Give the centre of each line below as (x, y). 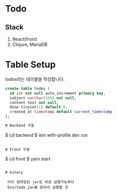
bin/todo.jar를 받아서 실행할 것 (38, 187)
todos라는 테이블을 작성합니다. (35, 79)
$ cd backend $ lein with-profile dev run (47, 135)
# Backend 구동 (20, 125)
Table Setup (30, 65)
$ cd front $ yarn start (28, 158)
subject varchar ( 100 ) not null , (43, 98)
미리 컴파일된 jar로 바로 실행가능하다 (41, 182)
